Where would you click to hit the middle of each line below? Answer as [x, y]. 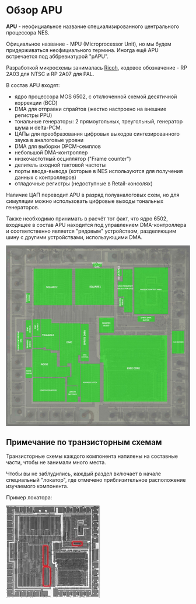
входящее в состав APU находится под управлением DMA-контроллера [96, 225]
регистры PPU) [33, 115]
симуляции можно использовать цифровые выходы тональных [85, 201]
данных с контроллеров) [45, 177]
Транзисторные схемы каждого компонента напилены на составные [92, 456]
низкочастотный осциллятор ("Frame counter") [73, 158]
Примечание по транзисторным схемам [84, 442]
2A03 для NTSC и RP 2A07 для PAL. [50, 74]
